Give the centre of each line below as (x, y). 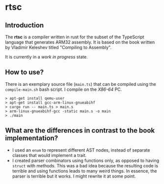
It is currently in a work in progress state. (46, 57)
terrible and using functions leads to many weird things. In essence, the (84, 171)
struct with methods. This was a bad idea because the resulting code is (85, 165)
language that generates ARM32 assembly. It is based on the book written (80, 42)
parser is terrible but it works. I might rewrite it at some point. (74, 176)
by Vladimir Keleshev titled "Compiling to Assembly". (58, 47)
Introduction (25, 25)
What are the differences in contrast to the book (80, 131)
